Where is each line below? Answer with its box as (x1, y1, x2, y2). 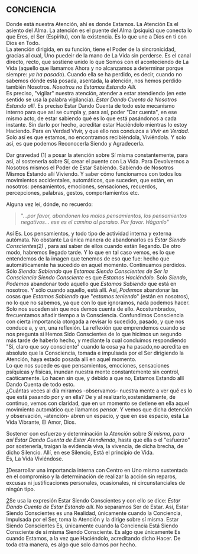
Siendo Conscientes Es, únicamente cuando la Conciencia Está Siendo (6, 522, 178, 529)
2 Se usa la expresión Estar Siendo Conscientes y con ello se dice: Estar (6, 497, 181, 504)
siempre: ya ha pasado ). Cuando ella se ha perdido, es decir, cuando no (6, 70, 182, 78)
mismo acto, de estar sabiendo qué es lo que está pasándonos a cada (6, 115, 177, 122)
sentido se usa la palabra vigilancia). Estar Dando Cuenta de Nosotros (6, 96, 177, 103)
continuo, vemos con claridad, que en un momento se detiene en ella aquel (6, 400, 189, 407)
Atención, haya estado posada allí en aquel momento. (6, 355, 137, 363)
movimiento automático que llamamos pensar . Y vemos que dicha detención (6, 405, 193, 413)
